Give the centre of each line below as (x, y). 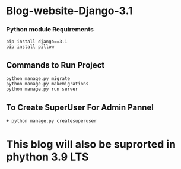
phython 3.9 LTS (47, 157)
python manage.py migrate (38, 79)
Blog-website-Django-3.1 (69, 11)
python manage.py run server (42, 89)
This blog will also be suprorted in (91, 144)
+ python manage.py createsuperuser (51, 121)
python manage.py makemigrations (47, 84)
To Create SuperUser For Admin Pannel (80, 107)
